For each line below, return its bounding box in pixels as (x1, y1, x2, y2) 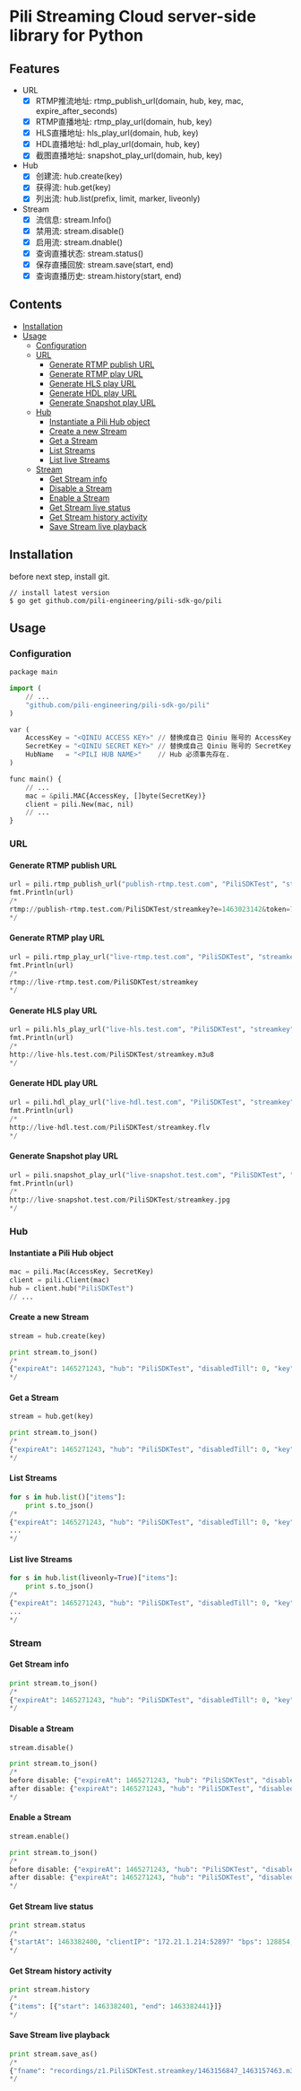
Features (9, 61, 60, 76)
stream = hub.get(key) (9, 1412, 94, 1422)
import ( (9, 684, 42, 693)
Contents (9, 297, 63, 312)
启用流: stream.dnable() (35, 236, 124, 248)
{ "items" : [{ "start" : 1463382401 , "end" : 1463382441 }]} (9, 2001, 222, 2011)
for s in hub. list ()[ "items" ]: (9, 1492, 126, 1501)
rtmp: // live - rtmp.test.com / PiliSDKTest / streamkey (9, 977, 199, 986)
